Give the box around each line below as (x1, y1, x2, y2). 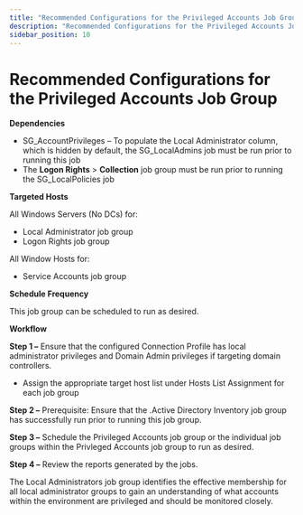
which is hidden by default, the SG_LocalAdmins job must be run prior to (22, 145, 292, 156)
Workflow (9, 323, 48, 334)
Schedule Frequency (9, 288, 89, 299)
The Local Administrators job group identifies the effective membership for (9, 476, 287, 488)
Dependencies (9, 118, 66, 129)
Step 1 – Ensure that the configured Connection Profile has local (9, 341, 246, 352)
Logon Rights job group (22, 236, 110, 247)
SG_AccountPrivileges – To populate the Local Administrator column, (22, 136, 279, 146)
